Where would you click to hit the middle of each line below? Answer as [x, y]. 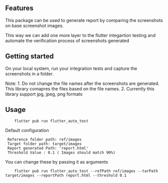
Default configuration [27, 130]
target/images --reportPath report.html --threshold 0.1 [66, 175]
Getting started [30, 56]
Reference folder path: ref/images [44, 139]
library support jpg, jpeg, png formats [44, 94]
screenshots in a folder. [29, 73]
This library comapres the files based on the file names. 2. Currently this [80, 88]
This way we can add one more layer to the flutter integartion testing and [80, 35]
